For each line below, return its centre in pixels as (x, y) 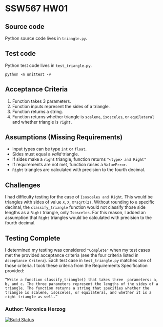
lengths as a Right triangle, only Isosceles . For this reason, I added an (75, 213)
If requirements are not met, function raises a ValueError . (70, 165)
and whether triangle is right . (42, 122)
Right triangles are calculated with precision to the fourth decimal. (79, 170)
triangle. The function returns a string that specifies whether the (77, 288)
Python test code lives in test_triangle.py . (49, 65)
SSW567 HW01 (37, 9)
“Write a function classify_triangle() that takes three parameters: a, (82, 280)
